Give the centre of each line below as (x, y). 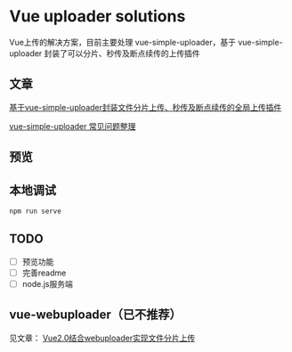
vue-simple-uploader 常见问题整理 (73, 126)
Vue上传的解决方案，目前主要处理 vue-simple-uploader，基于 (123, 42)
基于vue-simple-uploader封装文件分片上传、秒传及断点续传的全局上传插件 (146, 107)
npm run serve (36, 211)
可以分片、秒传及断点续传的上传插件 (134, 53)
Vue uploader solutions (97, 16)
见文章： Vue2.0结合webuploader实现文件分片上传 (102, 338)
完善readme (44, 273)
